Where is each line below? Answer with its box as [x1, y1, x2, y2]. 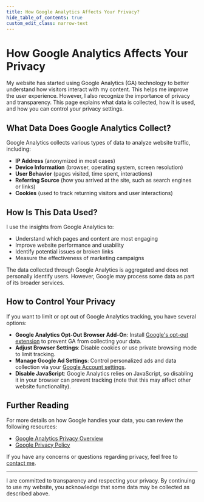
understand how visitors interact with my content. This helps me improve [6, 86, 189, 93]
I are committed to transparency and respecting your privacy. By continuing [6, 476, 195, 484]
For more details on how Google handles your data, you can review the [6, 416, 183, 424]
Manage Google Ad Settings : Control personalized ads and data [15, 357, 177, 364]
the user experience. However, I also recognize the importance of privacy [6, 92, 190, 100]
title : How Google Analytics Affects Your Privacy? [6, 9, 140, 15]
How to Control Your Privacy [6, 297, 115, 307]
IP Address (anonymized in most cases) [15, 157, 115, 165]
